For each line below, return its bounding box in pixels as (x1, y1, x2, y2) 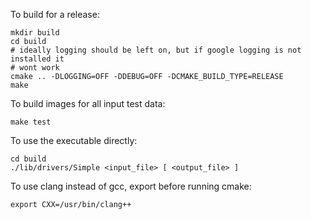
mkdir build (10, 28, 60, 38)
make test (10, 117, 52, 127)
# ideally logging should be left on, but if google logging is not (10, 45, 302, 55)
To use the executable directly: (10, 135, 138, 146)
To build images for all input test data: (10, 98, 166, 109)
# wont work (10, 63, 60, 73)
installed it (10, 54, 65, 64)
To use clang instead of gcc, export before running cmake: (10, 180, 252, 192)
